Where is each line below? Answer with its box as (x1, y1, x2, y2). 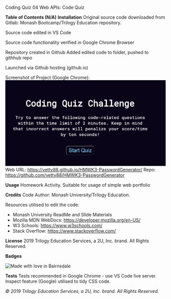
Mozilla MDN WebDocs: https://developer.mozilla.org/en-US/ (12, 217, 141, 223)
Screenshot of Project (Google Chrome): (5, 74, 90, 81)
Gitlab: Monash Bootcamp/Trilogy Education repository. (5, 20, 122, 26)
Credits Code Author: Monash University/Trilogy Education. (5, 191, 130, 198)
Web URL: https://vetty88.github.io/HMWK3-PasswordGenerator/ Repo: (5, 166, 156, 172)
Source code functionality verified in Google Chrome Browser (5, 39, 135, 45)
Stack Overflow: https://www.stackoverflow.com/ (12, 228, 116, 234)
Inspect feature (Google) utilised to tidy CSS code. (5, 278, 111, 284)
